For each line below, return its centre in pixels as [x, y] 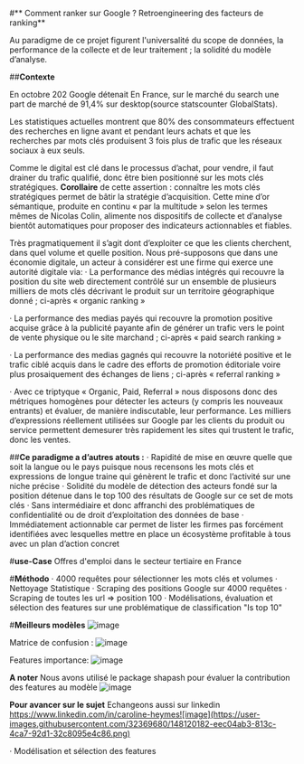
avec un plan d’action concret [65, 543]
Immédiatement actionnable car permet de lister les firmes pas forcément [147, 524]
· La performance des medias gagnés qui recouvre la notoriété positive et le [151, 355]
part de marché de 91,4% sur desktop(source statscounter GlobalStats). [144, 104]
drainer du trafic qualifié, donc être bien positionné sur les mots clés [137, 177]
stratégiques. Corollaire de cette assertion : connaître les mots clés [135, 187]
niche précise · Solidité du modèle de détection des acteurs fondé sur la [143, 486]
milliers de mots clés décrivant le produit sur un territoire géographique [142, 291]
